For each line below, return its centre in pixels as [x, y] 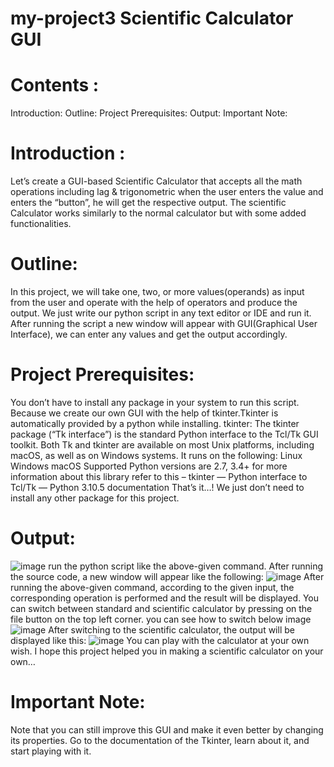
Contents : [55, 85]
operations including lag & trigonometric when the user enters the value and [167, 192]
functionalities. [41, 224]
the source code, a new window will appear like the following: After [167, 576]
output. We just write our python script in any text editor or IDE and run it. [161, 313]
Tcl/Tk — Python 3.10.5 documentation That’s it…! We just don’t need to [157, 487]
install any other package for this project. [95, 498]
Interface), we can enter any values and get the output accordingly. [149, 334]
